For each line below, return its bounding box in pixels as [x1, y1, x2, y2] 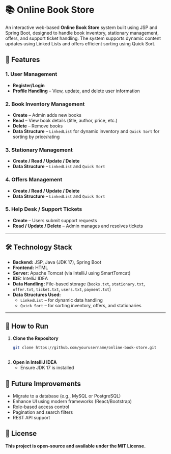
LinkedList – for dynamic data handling [20, 297, 103, 303]
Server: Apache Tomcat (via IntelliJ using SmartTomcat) [12, 270, 131, 276]
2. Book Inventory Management [5, 100, 85, 108]
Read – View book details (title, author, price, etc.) [12, 117, 118, 123]
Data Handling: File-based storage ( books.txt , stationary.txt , [12, 281, 145, 287]
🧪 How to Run [5, 322, 49, 331]
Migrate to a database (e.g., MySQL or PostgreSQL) [12, 393, 121, 399]
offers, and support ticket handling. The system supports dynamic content [5, 35, 161, 41]
